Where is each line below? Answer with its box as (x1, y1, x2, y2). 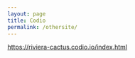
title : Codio (7, 17, 46, 24)
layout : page (7, 10, 46, 18)
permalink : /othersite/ (7, 23, 78, 30)
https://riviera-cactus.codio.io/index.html (7, 43, 128, 52)
